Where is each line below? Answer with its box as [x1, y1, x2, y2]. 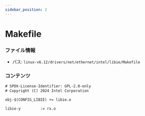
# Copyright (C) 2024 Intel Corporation [5, 88, 89, 93]
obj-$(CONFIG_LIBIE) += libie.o [5, 97, 71, 102]
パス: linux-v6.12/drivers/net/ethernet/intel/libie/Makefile [12, 59, 141, 65]
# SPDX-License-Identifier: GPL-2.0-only [5, 84, 91, 89]
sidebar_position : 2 [5, 7, 48, 12]
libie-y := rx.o [5, 106, 56, 111]
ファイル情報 [5, 47, 36, 54]
